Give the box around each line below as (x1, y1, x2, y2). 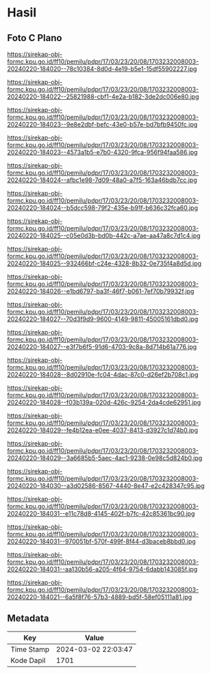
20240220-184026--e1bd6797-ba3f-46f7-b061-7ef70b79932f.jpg (7, 287, 195, 295)
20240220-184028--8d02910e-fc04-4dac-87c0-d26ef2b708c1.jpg (7, 371, 199, 378)
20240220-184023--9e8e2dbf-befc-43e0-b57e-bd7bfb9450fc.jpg (7, 120, 198, 128)
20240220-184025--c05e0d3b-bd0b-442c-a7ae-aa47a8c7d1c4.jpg (7, 231, 201, 239)
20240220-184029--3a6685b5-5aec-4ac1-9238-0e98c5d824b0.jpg (7, 454, 203, 462)
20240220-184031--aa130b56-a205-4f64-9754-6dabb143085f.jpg (7, 565, 198, 573)
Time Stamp (10, 645, 50, 654)
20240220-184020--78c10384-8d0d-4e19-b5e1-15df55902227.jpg (7, 65, 197, 73)
